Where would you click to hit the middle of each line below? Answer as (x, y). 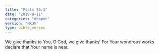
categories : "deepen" (27, 19)
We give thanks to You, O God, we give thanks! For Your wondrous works (80, 42)
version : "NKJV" (22, 23)
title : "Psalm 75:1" (26, 10)
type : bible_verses (25, 28)
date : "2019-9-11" (24, 14)
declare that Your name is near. (37, 47)
